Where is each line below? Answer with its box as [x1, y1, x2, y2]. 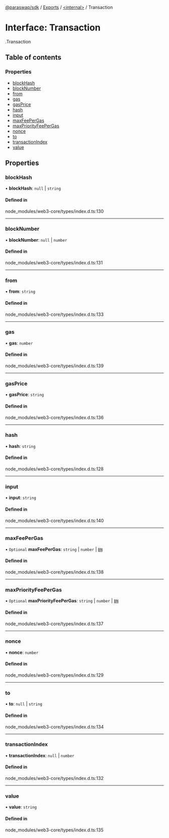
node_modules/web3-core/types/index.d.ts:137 [5, 621, 104, 627]
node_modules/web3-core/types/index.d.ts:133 [5, 311, 104, 317]
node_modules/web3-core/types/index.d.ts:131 [5, 260, 103, 266]
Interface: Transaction [5, 22, 101, 33]
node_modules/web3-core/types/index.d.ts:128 [5, 466, 104, 472]
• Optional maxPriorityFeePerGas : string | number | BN [5, 598, 119, 604]
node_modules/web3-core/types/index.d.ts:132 [5, 775, 104, 781]
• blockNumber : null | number [5, 237, 67, 243]
